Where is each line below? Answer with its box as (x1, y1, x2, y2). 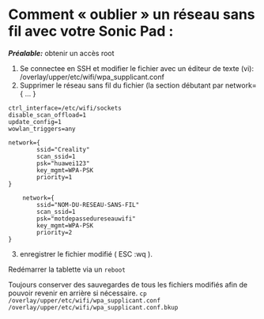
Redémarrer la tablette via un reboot (8, 265, 126, 274)
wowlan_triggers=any (8, 125, 77, 133)
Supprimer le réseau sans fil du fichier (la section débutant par (19, 81, 224, 90)
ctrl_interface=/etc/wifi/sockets (8, 104, 123, 112)
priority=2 (36, 228, 73, 236)
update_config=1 (8, 118, 62, 126)
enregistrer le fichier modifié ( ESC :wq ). (19, 249, 153, 258)
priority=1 (36, 173, 73, 181)
